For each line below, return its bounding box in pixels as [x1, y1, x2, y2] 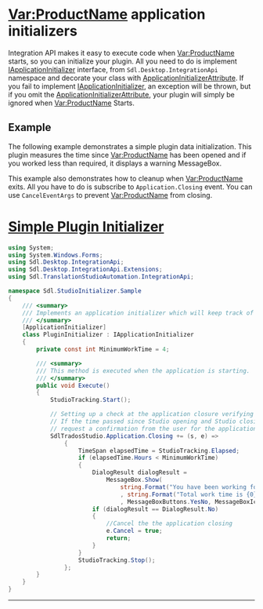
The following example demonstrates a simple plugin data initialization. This [8, 141, 252, 151]
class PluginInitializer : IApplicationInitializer [22, 331, 194, 339]
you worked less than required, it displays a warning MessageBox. [8, 159, 222, 168]
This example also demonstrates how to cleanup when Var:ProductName [8, 173, 243, 183]
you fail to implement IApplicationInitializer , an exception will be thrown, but [8, 81, 251, 91]
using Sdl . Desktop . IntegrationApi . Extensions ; [8, 265, 163, 274]
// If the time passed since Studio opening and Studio [49, 418, 236, 425]
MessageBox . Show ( [106, 476, 163, 484]
